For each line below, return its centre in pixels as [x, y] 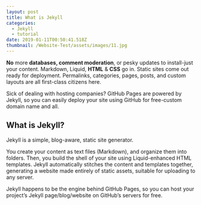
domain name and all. [33, 106]
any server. [20, 177]
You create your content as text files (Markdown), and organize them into [97, 151]
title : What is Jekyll [34, 17]
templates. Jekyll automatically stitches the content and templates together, [100, 164]
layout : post [22, 12]
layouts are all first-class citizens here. [54, 81]
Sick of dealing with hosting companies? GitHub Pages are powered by [94, 93]
